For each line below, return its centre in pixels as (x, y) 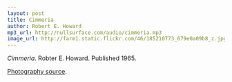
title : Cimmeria (30, 20)
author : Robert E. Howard (44, 26)
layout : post (26, 13)
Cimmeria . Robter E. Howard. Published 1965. (72, 58)
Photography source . (37, 72)
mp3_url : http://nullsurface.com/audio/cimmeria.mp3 (85, 32)
